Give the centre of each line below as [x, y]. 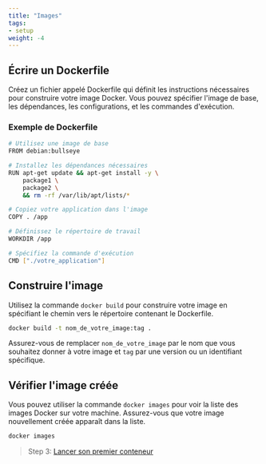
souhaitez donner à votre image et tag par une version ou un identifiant [125, 351]
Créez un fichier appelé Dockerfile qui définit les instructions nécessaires [129, 89]
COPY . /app [28, 217]
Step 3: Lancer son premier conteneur [90, 451]
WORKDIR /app [30, 239]
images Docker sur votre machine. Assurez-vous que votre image [117, 413]
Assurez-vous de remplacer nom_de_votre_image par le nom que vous [122, 343]
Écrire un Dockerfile [59, 70]
